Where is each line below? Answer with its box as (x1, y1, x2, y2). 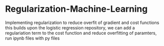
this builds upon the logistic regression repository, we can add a (5, 24, 135, 30)
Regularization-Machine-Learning (5, 3, 148, 15)
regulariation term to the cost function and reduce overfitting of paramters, (5, 30, 157, 36)
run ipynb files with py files (5, 35, 60, 41)
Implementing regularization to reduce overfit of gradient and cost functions (5, 20, 160, 25)
